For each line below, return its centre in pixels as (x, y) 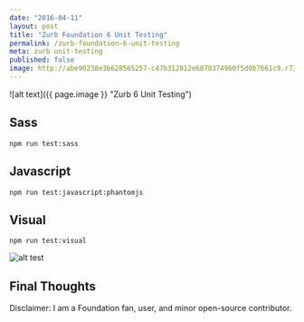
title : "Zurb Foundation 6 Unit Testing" (89, 34)
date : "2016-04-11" (46, 18)
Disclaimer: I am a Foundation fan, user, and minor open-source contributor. (151, 308)
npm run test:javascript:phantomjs (76, 192)
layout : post (34, 26)
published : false (42, 60)
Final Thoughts (53, 286)
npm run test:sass (44, 143)
